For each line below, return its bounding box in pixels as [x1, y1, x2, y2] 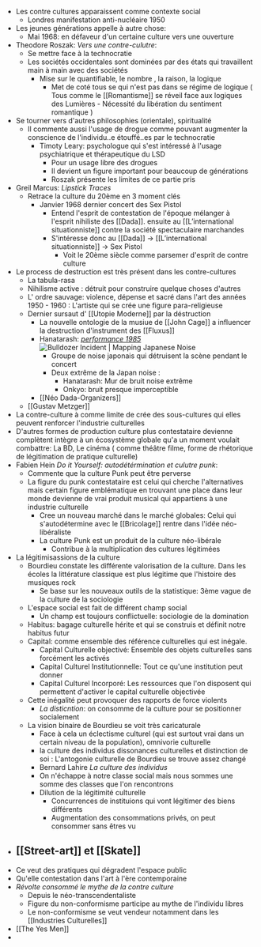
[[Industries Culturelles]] [27, 915, 108, 925]
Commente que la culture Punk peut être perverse [27, 469, 191, 477]
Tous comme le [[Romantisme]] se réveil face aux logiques [51, 91, 243, 100]
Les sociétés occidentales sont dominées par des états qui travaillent [27, 57, 253, 66]
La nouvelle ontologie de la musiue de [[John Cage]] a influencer [39, 318, 252, 326]
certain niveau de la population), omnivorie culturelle [39, 738, 211, 746]
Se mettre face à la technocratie [27, 49, 133, 58]
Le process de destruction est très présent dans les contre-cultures [15, 267, 236, 276]
